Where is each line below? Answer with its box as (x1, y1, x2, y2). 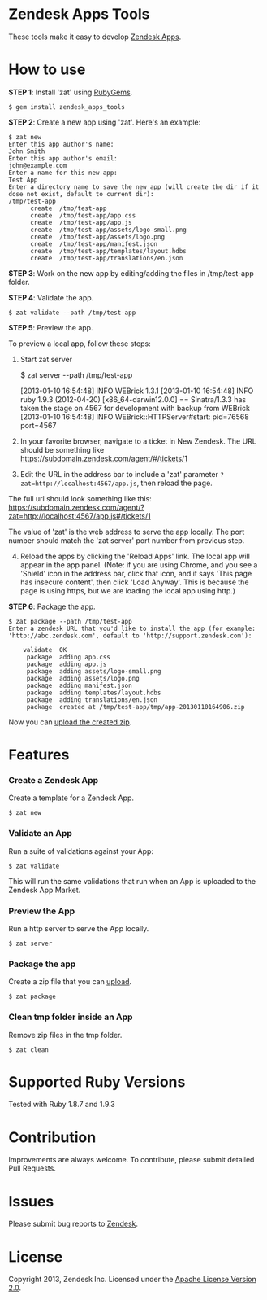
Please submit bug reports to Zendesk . (8, 1219, 139, 1229)
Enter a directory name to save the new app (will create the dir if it (8, 182, 260, 191)
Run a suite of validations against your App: (8, 846, 154, 856)
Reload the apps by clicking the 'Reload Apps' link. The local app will (19, 551, 250, 561)
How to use (8, 60, 86, 79)
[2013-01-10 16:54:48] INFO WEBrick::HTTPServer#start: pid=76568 (19, 412, 249, 422)
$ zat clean (8, 1045, 49, 1054)
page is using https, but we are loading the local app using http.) (19, 585, 236, 595)
